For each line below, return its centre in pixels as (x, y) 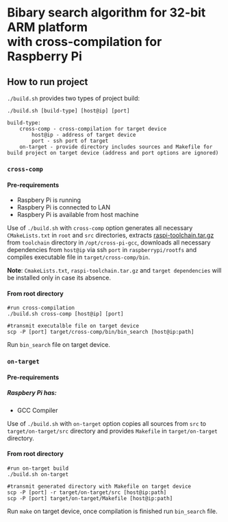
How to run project (48, 81)
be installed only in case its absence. (59, 278)
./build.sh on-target (38, 475)
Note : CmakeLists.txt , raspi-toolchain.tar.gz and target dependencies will (114, 271)
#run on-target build (38, 468)
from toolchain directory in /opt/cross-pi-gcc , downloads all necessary (109, 242)
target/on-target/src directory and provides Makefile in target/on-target (112, 431)
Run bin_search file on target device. (59, 345)
